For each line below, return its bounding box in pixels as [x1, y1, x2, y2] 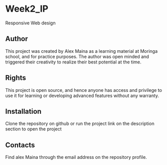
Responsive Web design [5, 20, 56, 26]
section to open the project [5, 126, 62, 132]
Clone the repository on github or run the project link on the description [5, 120, 155, 127]
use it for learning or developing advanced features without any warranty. [5, 92, 159, 98]
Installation [5, 107, 42, 116]
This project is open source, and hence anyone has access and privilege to [5, 87, 162, 93]
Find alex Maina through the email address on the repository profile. [5, 154, 147, 160]
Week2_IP [5, 3, 49, 15]
